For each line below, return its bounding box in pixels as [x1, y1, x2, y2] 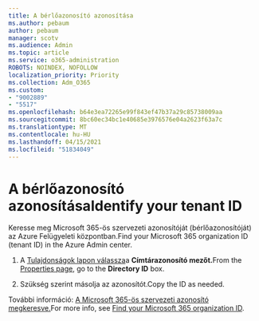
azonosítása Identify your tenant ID [8, 196, 243, 215]
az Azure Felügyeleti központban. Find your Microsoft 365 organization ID [8, 232, 249, 241]
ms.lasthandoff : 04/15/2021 [8, 137, 102, 146]
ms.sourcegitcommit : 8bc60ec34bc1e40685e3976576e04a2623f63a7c [8, 116, 223, 124]
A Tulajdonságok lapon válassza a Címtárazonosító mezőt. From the [19, 256, 242, 265]
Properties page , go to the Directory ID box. [19, 264, 165, 274]
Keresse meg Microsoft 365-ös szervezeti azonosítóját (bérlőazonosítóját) [8, 223, 253, 232]
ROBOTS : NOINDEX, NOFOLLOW [8, 64, 98, 72]
